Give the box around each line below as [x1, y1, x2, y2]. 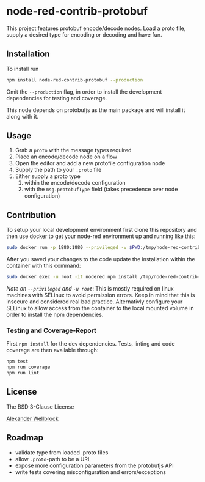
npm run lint [6, 370, 40, 376]
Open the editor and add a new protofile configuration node [15, 160, 165, 167]
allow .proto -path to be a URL [15, 455, 92, 462]
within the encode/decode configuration [24, 179, 126, 187]
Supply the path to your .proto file [15, 166, 102, 174]
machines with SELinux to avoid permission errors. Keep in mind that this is [6, 292, 195, 298]
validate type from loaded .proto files [15, 448, 109, 456]
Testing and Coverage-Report [6, 326, 96, 335]
